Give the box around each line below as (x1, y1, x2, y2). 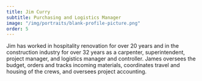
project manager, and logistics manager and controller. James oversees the (6, 55, 197, 62)
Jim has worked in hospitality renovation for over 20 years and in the (6, 42, 179, 50)
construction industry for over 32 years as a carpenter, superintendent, (6, 49, 185, 56)
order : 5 (6, 25, 29, 32)
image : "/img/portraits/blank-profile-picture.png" (6, 20, 140, 26)
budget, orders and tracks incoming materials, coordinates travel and (6, 62, 180, 69)
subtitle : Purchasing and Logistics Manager (6, 15, 121, 21)
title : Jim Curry (6, 8, 51, 15)
